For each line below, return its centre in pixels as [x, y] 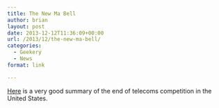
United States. [27, 98]
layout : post [26, 26]
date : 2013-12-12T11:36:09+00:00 [56, 33]
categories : [24, 46]
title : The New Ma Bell [42, 13]
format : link [26, 65]
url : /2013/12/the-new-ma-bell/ [54, 39]
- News [23, 59]
